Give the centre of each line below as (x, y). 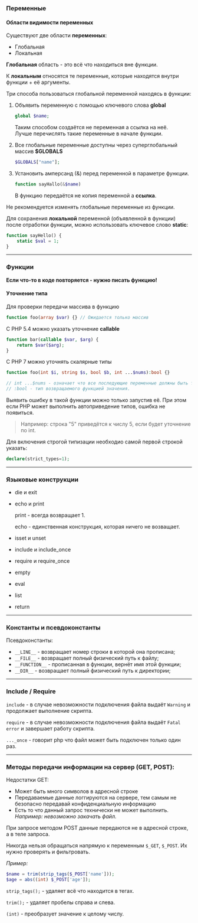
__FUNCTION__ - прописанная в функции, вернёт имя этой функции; (98, 664)
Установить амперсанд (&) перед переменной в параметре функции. (102, 173)
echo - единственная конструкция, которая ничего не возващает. (98, 527)
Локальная (28, 53)
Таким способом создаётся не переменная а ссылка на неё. (91, 127)
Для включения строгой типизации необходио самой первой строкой (94, 442)
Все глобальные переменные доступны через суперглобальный (96, 145)
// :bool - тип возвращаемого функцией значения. (68, 389)
